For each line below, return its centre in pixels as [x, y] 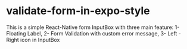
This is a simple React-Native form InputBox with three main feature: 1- [93, 27]
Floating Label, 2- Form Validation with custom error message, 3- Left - [94, 33]
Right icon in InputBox [33, 40]
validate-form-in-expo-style [78, 11]
